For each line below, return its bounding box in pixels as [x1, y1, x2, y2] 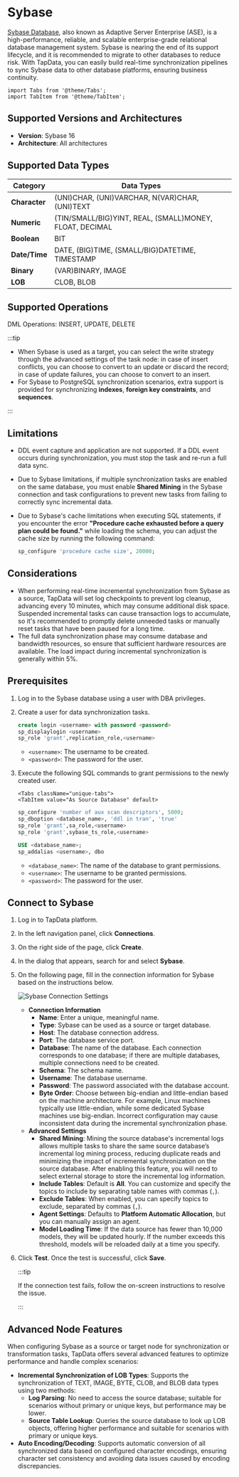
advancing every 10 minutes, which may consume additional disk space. [17, 602, 230, 610]
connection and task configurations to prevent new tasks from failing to [17, 490, 228, 498]
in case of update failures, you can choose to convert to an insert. [17, 370, 211, 379]
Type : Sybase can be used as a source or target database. [38, 1021, 211, 1030]
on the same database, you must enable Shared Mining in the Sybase [17, 483, 223, 491]
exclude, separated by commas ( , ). [38, 1203, 142, 1211]
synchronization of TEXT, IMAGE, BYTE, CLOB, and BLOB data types [17, 1379, 219, 1387]
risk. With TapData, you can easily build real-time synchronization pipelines [7, 58, 228, 66]
